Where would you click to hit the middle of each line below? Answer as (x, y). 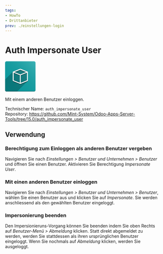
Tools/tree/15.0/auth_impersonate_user (44, 119)
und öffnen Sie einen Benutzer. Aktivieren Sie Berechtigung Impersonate (78, 164)
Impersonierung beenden (36, 216)
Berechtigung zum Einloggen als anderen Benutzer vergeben (79, 148)
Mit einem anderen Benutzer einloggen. (45, 99)
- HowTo (13, 15)
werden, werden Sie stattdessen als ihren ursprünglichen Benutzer (72, 236)
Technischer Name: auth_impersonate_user (48, 109)
